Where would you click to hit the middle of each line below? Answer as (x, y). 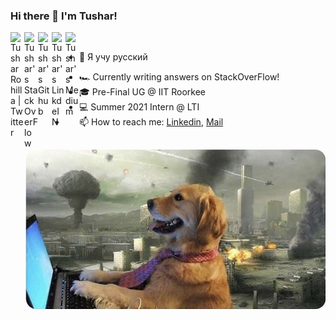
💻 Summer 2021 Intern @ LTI (139, 107)
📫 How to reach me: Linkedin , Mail (151, 122)
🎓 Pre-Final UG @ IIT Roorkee (142, 92)
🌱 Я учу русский (113, 57)
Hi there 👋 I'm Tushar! (64, 16)
